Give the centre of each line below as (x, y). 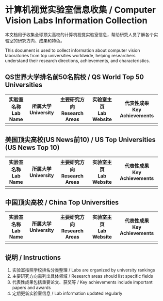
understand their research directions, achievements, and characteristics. (78, 61)
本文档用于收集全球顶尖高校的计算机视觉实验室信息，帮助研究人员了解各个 (79, 34)
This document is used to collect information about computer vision (73, 50)
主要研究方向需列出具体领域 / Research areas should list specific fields (82, 276)
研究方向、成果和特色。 (41, 40)
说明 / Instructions (33, 257)
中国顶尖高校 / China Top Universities (62, 202)
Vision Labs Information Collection (76, 21)
